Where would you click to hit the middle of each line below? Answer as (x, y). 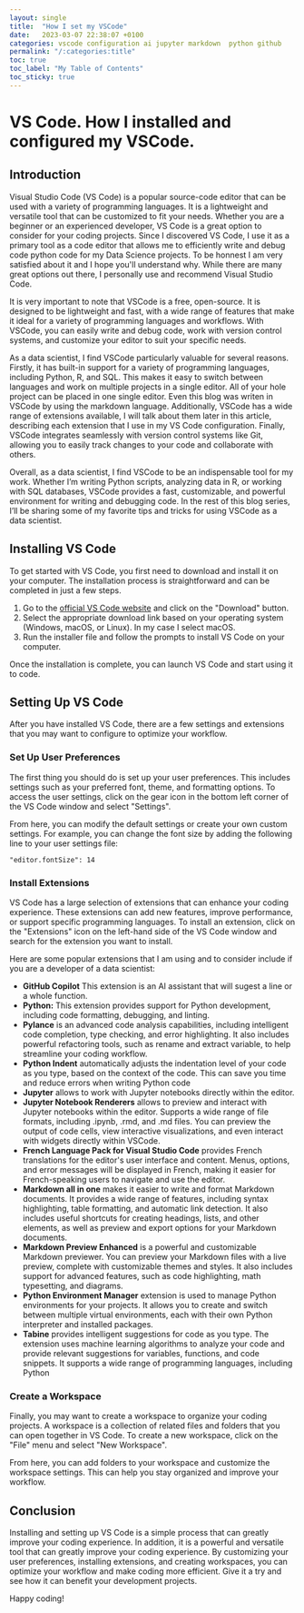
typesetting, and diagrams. (73, 1285)
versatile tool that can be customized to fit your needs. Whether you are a (147, 216)
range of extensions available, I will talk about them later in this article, (141, 416)
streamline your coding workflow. (85, 1053)
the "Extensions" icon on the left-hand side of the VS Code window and (143, 931)
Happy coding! (37, 1598)
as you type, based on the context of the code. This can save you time (154, 1073)
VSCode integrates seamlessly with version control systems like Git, (136, 435)
